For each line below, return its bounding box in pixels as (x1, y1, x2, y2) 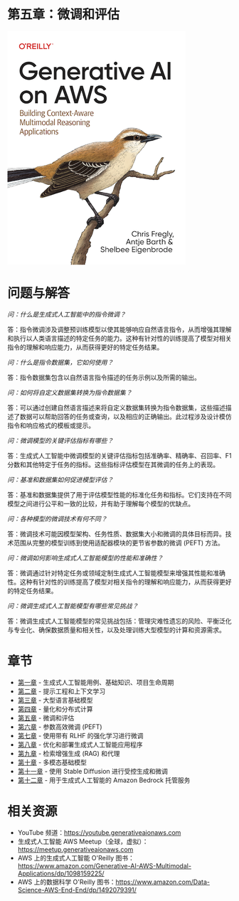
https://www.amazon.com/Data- (115, 878, 210, 886)
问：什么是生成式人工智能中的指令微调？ (7, 310, 126, 319)
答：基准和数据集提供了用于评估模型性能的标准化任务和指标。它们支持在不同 (7, 490, 232, 499)
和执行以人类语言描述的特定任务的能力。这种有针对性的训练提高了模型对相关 (7, 334, 232, 342)
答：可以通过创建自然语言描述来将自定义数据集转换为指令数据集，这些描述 (7, 403, 225, 412)
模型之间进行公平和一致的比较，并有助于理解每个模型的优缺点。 (7, 499, 194, 508)
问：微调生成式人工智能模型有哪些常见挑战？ (7, 602, 139, 610)
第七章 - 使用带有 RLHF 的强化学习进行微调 (17, 731, 144, 740)
